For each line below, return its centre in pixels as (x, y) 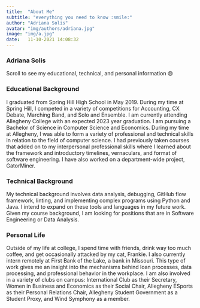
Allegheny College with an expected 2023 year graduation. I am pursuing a (99, 121)
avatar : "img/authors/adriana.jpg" (51, 28)
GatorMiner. (21, 166)
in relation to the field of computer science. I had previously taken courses (98, 140)
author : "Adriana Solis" (37, 23)
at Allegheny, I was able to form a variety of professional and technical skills (100, 134)
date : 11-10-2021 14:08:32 (43, 39)
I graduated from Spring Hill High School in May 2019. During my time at (95, 102)
